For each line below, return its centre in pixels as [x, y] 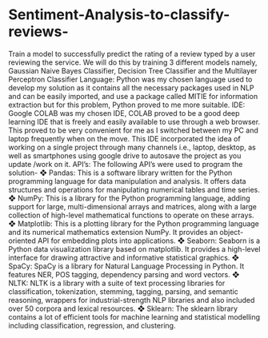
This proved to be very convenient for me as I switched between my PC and [133, 130]
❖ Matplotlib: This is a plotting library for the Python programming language [134, 223]
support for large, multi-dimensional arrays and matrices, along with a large [133, 206]
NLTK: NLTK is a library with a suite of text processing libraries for [117, 283]
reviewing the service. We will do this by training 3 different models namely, [133, 62]
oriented [22, 241]
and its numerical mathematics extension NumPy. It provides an [113, 232]
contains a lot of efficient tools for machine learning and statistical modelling [134, 316]
